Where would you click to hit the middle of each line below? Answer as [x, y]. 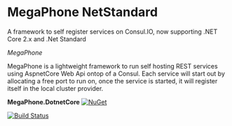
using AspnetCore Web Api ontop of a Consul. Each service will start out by [116, 73]
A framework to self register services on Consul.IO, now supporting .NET [112, 31]
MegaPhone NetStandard [83, 12]
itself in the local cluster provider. [55, 88]
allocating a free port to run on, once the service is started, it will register [112, 80]
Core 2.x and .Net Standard [47, 38]
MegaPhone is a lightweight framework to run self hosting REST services [113, 66]
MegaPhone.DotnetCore [44, 101]
